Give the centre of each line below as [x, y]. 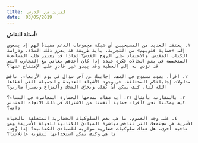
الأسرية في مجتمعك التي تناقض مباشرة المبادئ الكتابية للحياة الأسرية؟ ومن [100, 123]
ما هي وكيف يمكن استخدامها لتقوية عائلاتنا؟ [62, 134]
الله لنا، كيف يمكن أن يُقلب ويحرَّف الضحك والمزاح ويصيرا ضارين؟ [87, 87]
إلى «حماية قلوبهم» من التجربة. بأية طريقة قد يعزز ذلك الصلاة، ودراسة [96, 50]
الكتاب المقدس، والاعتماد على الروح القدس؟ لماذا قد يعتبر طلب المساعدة [97, 55]
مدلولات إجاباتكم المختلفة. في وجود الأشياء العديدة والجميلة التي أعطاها [99, 82]
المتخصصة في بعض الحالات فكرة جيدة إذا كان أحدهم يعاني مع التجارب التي [97, 61]
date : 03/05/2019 [29, 17]
